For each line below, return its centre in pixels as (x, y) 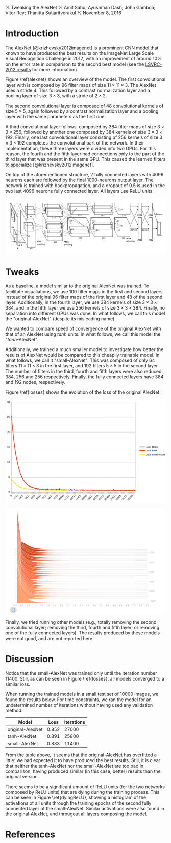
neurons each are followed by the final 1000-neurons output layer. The (79, 180)
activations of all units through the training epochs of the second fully (78, 803)
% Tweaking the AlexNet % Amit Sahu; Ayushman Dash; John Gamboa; (80, 7)
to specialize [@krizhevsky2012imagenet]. (50, 165)
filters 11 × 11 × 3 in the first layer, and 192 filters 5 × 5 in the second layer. (82, 366)
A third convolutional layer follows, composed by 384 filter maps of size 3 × (85, 126)
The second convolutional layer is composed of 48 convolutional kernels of (84, 106)
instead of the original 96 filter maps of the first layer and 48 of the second (84, 297)
